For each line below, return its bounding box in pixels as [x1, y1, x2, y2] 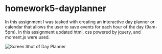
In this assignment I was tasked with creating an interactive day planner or [5, 19, 155, 25]
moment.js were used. [5, 34, 50, 40]
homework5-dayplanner [5, 3, 107, 14]
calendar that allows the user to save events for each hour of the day [5, 24, 144, 29]
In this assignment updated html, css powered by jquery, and [18, 29, 141, 35]
